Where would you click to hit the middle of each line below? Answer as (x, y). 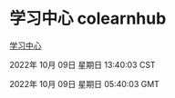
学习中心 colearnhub (88, 19)
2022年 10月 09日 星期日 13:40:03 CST (83, 64)
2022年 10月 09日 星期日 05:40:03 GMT (84, 83)
